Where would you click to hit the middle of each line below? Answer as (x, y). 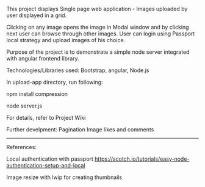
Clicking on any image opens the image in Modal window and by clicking (98, 27)
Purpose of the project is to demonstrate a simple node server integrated (98, 52)
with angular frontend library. (43, 58)
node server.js (24, 106)
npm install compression (37, 94)
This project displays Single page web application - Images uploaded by (97, 9)
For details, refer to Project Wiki (46, 118)
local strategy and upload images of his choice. (66, 40)
